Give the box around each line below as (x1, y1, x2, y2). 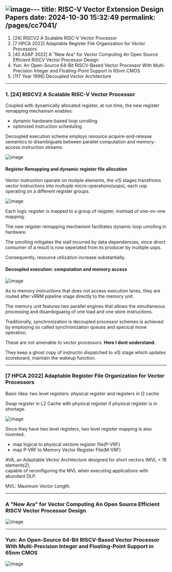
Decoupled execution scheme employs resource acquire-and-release (5, 133, 152, 139)
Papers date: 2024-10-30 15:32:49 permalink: (5, 13, 156, 22)
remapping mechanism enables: (5, 108, 73, 114)
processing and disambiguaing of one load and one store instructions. (5, 308, 153, 315)
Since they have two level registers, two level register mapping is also (5, 426, 152, 432)
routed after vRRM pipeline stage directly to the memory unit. (5, 293, 134, 299)
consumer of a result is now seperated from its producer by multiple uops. (5, 245, 162, 251)
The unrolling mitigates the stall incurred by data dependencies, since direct (5, 239, 166, 245)
